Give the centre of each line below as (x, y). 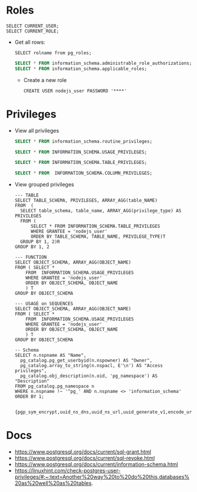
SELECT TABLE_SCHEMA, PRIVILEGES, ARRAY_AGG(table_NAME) (86, 201)
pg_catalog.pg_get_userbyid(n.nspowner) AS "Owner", (86, 360)
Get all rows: (30, 42)
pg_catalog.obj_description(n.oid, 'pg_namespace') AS (89, 376)
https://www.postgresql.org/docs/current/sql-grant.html (83, 452)
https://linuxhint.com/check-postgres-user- (68, 471)
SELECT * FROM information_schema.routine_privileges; (83, 141)
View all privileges (37, 130)
